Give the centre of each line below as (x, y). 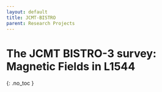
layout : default (27, 12)
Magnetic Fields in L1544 (71, 66)
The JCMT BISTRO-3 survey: (82, 53)
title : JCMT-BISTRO (31, 18)
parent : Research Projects (41, 23)
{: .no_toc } (20, 83)
